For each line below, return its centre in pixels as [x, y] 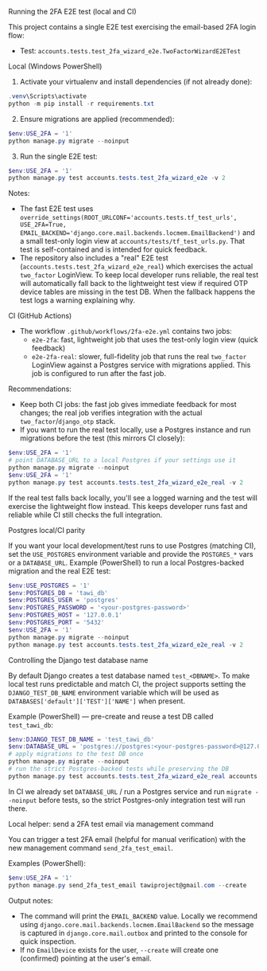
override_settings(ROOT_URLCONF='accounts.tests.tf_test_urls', [128, 218]
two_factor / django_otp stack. [68, 421]
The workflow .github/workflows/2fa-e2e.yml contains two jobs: [126, 331]
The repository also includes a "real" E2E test [94, 258]
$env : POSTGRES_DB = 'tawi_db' [58, 593]
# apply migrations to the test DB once [76, 754]
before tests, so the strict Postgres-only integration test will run [142, 800]
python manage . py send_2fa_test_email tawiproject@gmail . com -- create [128, 885]
